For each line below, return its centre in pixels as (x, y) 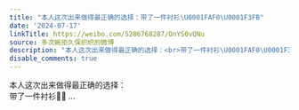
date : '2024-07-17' (45, 26)
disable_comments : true (53, 59)
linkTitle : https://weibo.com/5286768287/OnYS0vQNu (107, 34)
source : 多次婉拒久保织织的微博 (62, 42)
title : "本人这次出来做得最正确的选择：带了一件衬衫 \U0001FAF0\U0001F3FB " (137, 17)
